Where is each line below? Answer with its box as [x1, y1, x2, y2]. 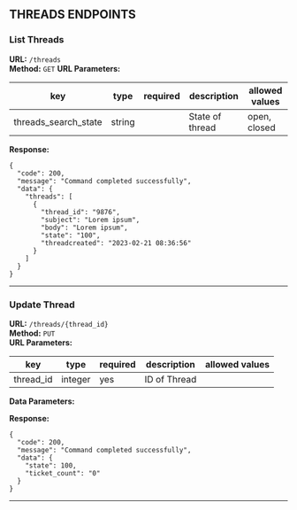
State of [188, 110, 222, 122]
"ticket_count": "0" [25, 468, 101, 477]
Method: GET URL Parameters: [9, 63, 121, 73]
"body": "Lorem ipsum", [41, 223, 128, 232]
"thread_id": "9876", [41, 207, 121, 216]
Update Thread [9, 298, 75, 311]
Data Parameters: [9, 396, 75, 406]
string [110, 115, 135, 127]
